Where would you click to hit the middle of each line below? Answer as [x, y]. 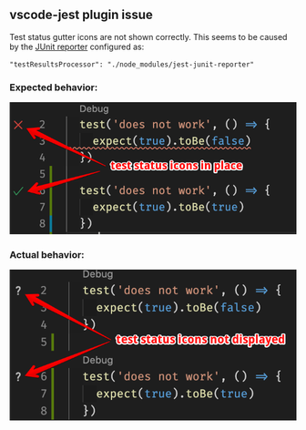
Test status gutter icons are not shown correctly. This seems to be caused [148, 36]
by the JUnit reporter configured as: [77, 46]
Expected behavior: [54, 87]
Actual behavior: [47, 255]
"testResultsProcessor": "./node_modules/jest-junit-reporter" [132, 64]
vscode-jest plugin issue [81, 15]
